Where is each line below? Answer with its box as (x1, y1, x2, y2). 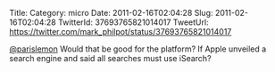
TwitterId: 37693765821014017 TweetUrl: (57, 17, 209, 28)
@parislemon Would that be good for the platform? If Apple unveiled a (9, 44, 267, 54)
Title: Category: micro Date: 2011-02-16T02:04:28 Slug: (9, 8, 213, 18)
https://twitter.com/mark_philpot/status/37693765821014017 (9, 27, 232, 36)
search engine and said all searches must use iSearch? (9, 53, 212, 63)
